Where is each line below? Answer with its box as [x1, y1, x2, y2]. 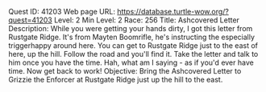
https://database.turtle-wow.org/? [116, 7, 230, 16]
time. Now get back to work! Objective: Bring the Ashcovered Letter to [8, 66, 242, 75]
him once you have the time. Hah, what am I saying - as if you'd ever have [8, 58, 254, 67]
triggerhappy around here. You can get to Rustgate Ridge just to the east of [8, 41, 258, 50]
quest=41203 [8, 15, 52, 25]
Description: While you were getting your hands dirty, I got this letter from [8, 24, 253, 33]
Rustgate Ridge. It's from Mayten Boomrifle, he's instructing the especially [8, 32, 256, 42]
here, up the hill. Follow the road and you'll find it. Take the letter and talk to [8, 50, 259, 58]
